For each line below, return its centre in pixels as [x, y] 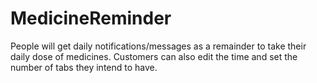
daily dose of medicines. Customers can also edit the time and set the [154, 56]
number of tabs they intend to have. [84, 67]
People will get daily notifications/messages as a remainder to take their [158, 46]
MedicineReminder [91, 18]
